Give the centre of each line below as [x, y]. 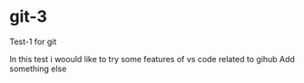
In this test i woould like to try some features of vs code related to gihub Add [152, 59]
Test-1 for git [33, 41]
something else [38, 69]
